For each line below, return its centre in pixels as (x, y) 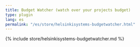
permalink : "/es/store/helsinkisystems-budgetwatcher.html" (71, 24)
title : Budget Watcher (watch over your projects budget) (68, 10)
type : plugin (19, 15)
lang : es (15, 19)
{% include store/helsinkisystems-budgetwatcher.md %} (65, 39)
